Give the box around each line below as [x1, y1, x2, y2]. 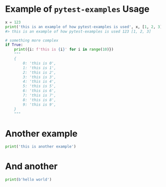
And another [5, 161, 58, 172]
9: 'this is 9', [23, 102, 56, 107]
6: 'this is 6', [23, 88, 56, 93]
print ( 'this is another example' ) [5, 144, 77, 149]
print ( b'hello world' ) [5, 177, 52, 182]
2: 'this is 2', [23, 70, 56, 75]
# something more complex [5, 38, 58, 43]
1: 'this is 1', [23, 65, 56, 70]
